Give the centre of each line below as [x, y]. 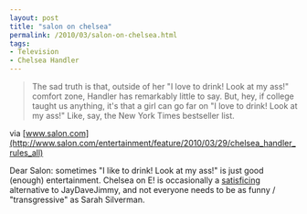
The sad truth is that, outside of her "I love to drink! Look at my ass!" [160, 86]
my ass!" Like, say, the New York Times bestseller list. [133, 116]
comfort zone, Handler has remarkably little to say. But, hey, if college [163, 96]
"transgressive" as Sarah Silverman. [77, 199]
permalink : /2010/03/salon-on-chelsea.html [94, 35]
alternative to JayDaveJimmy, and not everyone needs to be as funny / [143, 190]
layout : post [34, 18]
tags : [20, 43]
